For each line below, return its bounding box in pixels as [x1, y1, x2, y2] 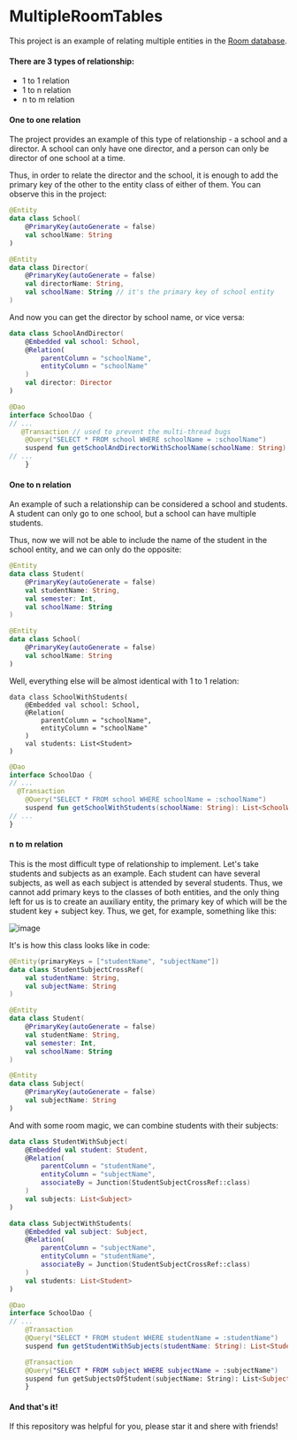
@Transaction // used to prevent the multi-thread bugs [20, 427, 232, 436]
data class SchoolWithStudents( [9, 693, 128, 701]
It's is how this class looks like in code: [9, 939, 150, 950]
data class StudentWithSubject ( [9, 1137, 128, 1146]
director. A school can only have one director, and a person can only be [9, 143, 270, 154]
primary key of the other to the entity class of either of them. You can [9, 180, 262, 190]
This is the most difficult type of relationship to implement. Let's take [9, 858, 259, 869]
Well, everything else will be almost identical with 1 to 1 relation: [9, 675, 240, 686]
